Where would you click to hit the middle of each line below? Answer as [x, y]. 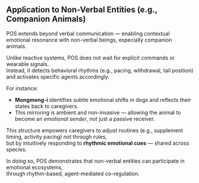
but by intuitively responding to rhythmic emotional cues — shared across [98, 143]
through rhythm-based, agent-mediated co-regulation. [73, 173]
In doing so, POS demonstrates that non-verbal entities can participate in [96, 161]
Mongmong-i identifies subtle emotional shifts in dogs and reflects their [103, 100]
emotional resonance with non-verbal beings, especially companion [89, 40]
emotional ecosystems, [35, 167]
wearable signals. [28, 64]
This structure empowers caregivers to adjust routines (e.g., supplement [94, 130]
